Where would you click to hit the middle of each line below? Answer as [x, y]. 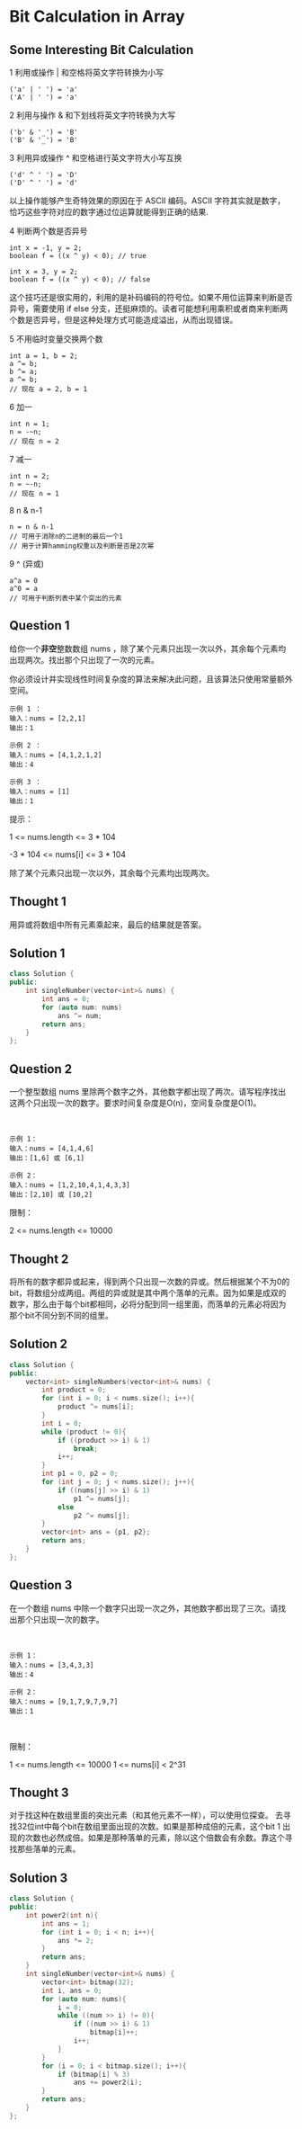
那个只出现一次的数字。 [60, 1619]
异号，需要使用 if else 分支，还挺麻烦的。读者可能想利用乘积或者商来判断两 [149, 309]
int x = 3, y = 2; [44, 272]
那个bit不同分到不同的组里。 [62, 1315]
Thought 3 [39, 1792]
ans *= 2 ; [75, 1940]
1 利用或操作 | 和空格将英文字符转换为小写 [87, 72]
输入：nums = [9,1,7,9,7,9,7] [64, 1702]
